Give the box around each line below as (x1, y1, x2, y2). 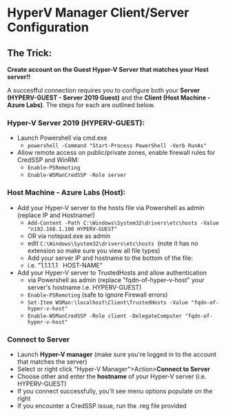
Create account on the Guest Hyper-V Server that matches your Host (7, 66, 209, 73)
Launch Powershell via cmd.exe (17, 133, 107, 142)
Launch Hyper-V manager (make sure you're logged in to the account (17, 350, 217, 358)
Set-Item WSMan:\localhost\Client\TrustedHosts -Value (27, 299, 188, 306)
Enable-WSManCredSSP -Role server (27, 172, 127, 179)
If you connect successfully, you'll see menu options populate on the (17, 387, 213, 395)
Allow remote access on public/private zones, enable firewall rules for (17, 149, 216, 157)
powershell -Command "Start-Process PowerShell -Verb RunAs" (27, 142, 207, 149)
